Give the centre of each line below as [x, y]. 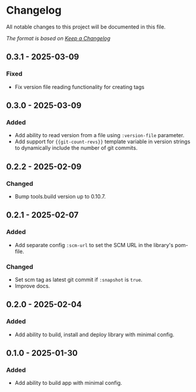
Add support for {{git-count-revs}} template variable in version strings [102, 142]
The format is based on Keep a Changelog [59, 38]
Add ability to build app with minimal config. [68, 383]
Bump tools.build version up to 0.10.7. [60, 196]
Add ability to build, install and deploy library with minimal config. [94, 334]
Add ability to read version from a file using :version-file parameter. [99, 135]
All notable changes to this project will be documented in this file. [86, 27]
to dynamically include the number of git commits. [76, 148]
